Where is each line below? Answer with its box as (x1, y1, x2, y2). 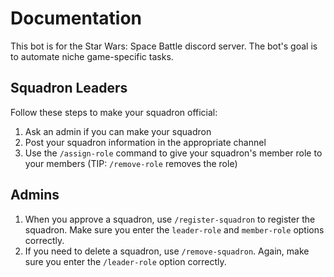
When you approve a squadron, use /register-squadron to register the (24, 213, 316, 225)
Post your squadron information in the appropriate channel (24, 136, 267, 148)
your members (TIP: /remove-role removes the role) (24, 157, 238, 169)
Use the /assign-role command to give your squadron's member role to (24, 147, 323, 159)
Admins (10, 187, 60, 204)
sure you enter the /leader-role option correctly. (24, 255, 227, 267)
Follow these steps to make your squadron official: (10, 106, 218, 118)
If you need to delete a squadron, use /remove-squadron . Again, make (24, 245, 310, 257)
